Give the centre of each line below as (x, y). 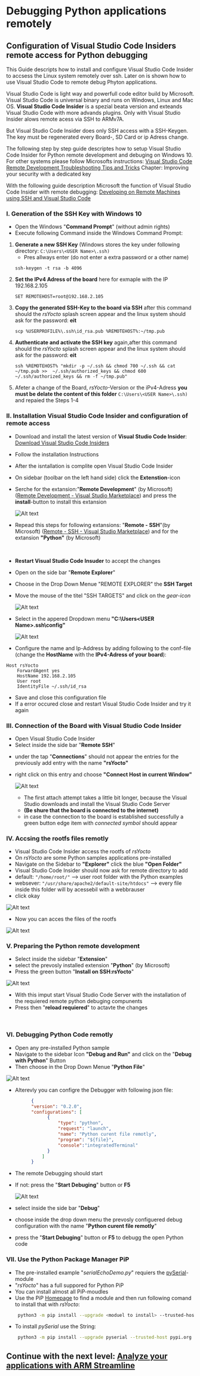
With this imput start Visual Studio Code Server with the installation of (101, 995)
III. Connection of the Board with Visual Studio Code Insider (94, 725)
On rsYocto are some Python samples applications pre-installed (93, 858)
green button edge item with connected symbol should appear (101, 823)
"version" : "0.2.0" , (56, 1107)
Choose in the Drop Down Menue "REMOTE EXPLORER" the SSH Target (104, 584)
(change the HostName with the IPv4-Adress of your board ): (90, 654)
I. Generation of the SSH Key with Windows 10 (74, 213)
